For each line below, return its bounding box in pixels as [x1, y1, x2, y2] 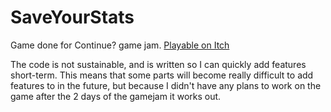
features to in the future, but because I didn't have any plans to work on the [10, 79, 322, 91]
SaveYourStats [10, 6, 135, 29]
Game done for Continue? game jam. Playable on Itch [10, 39, 230, 51]
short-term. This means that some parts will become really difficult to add [10, 69, 314, 81]
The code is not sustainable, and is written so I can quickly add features [10, 58, 307, 70]
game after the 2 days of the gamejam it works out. [10, 90, 222, 102]
